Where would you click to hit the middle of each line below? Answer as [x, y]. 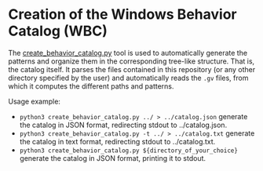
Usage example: [35, 101]
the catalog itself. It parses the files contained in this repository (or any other [132, 69]
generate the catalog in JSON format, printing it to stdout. [113, 158]
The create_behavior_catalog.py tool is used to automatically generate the [128, 53]
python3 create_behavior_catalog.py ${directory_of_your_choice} [128, 151]
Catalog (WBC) [58, 31]
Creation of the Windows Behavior [122, 15]
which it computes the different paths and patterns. [91, 86]
